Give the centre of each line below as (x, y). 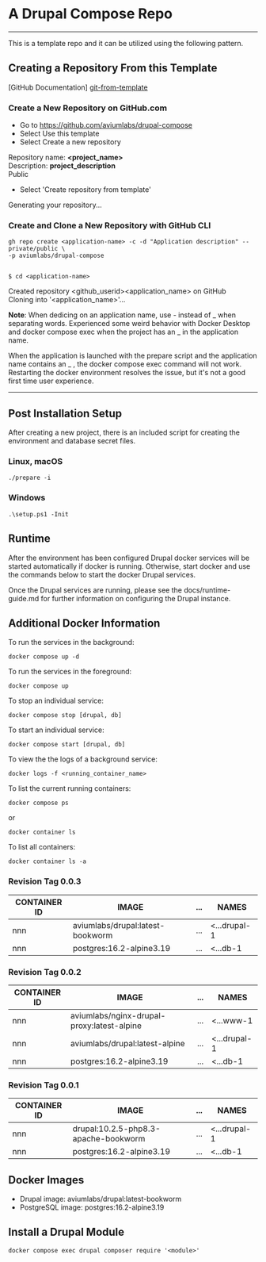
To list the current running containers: (70, 788)
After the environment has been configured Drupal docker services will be (129, 558)
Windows (27, 498)
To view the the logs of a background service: (83, 759)
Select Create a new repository (70, 142)
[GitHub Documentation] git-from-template (78, 87)
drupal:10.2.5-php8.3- (116, 1129)
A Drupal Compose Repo (90, 14)
